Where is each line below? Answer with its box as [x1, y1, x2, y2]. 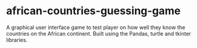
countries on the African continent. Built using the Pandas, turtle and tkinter [6, 30, 192, 37]
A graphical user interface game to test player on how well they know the [6, 24, 186, 31]
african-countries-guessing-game [6, 4, 181, 18]
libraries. [6, 36, 28, 43]
